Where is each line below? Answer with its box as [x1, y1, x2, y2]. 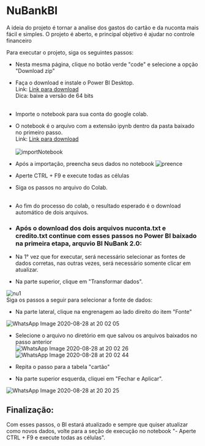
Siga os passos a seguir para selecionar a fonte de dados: [6, 296, 153, 303]
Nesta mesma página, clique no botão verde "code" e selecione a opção [15, 61, 198, 68]
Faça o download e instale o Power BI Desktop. [15, 79, 135, 86]
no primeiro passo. [15, 128, 63, 136]
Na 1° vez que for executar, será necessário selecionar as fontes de [15, 253, 185, 261]
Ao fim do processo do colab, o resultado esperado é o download [15, 202, 181, 209]
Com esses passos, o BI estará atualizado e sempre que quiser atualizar [6, 421, 188, 428]
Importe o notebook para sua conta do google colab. [15, 110, 149, 117]
